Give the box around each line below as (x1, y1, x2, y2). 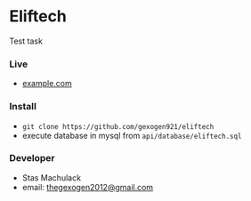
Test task (9, 36, 43, 46)
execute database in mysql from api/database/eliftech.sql (21, 130, 242, 141)
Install (9, 100, 37, 113)
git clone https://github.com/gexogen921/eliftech (21, 122, 215, 131)
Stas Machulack (21, 172, 82, 183)
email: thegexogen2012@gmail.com (21, 181, 154, 192)
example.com (21, 78, 73, 89)
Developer (9, 152, 55, 165)
